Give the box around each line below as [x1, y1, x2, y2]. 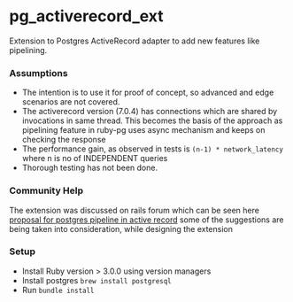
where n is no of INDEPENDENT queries [21, 153, 168, 164]
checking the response [21, 135, 106, 145]
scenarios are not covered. [21, 97, 120, 107]
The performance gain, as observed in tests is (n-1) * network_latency [21, 143, 283, 154]
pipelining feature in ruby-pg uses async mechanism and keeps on [21, 125, 266, 136]
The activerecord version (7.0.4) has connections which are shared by [21, 106, 278, 117]
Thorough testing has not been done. [21, 162, 158, 174]
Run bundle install [21, 284, 95, 295]
